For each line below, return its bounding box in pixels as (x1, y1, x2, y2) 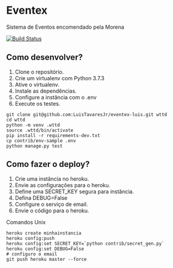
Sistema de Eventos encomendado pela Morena (6, 23, 125, 31)
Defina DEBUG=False (14, 194, 68, 201)
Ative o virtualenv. (14, 81, 60, 88)
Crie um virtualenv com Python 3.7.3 (14, 74, 105, 81)
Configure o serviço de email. (14, 200, 88, 208)
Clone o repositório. (14, 68, 64, 75)
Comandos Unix (6, 218, 46, 226)
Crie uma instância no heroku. (14, 175, 89, 182)
